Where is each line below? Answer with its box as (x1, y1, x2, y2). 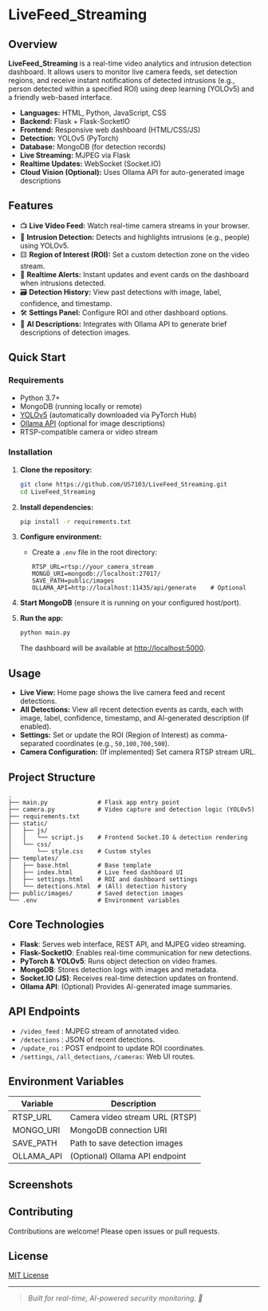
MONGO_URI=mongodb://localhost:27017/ (31, 570, 161, 578)
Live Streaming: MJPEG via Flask (19, 150, 131, 160)
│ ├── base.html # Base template (8, 861, 152, 869)
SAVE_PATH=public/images (31, 577, 115, 585)
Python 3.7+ (19, 393, 61, 403)
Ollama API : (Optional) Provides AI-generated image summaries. (19, 981, 233, 991)
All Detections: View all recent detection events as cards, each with (19, 705, 243, 714)
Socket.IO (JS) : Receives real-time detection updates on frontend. (19, 973, 238, 983)
